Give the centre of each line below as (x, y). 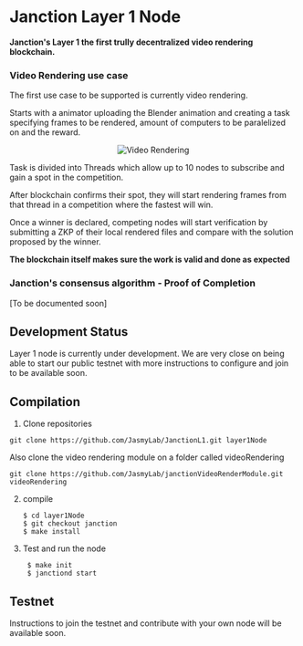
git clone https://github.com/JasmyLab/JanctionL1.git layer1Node (138, 441)
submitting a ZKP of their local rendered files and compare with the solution (151, 232)
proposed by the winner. (56, 242)
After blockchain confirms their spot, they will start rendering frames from (148, 195)
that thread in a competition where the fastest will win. (111, 205)
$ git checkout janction (70, 524)
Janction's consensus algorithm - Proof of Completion (132, 283)
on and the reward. (45, 132)
